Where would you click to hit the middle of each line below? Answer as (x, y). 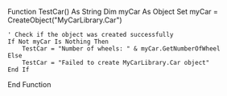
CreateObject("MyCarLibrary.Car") (65, 20)
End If (19, 70)
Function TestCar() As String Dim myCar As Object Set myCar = (113, 12)
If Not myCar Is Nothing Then (58, 42)
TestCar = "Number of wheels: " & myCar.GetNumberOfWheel (121, 49)
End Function (29, 84)
